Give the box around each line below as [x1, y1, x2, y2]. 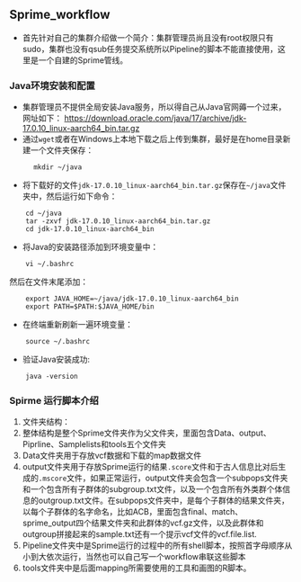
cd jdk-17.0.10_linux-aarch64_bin [25, 225, 155, 234]
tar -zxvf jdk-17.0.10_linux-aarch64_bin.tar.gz [25, 217, 211, 226]
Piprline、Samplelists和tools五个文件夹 [22, 439, 166, 450]
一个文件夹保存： [30, 145, 94, 156]
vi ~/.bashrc [25, 260, 75, 269]
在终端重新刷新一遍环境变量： [22, 319, 133, 330]
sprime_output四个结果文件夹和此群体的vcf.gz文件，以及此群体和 [22, 517, 264, 529]
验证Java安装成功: [22, 354, 91, 365]
